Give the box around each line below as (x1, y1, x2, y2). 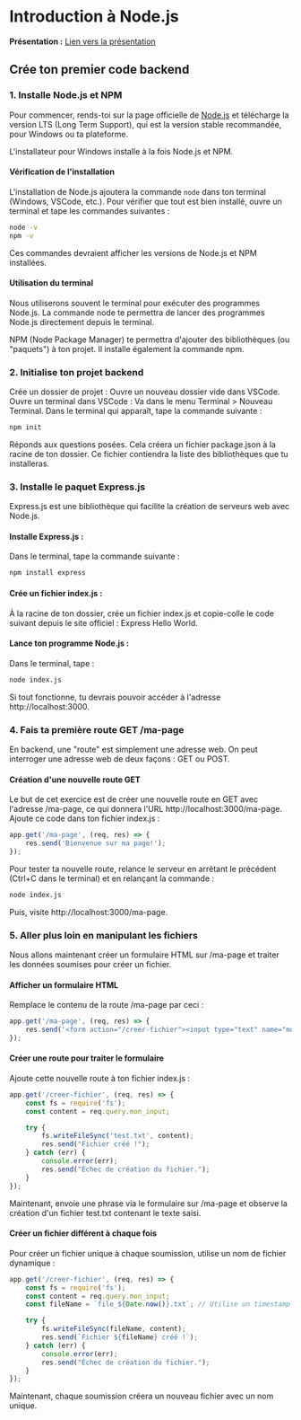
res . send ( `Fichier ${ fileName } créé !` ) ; (41, 1333, 199, 1342)
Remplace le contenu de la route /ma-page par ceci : (9, 1000, 204, 1010)
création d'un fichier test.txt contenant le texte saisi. (9, 1207, 202, 1218)
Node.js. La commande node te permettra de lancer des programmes (9, 307, 266, 318)
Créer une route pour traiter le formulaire (9, 1053, 164, 1063)
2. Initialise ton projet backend (9, 366, 144, 378)
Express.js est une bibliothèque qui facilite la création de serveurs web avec (9, 501, 290, 512)
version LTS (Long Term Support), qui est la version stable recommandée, (9, 119, 282, 129)
